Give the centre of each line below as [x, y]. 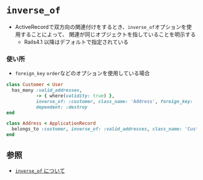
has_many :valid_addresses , [47, 90]
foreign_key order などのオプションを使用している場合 [82, 73]
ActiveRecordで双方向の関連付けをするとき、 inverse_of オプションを [101, 26]
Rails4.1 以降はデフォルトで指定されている [76, 42]
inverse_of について [40, 170]
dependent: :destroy [62, 107]
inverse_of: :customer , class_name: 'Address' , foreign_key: [114, 101]
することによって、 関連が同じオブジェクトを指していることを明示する [108, 34]
